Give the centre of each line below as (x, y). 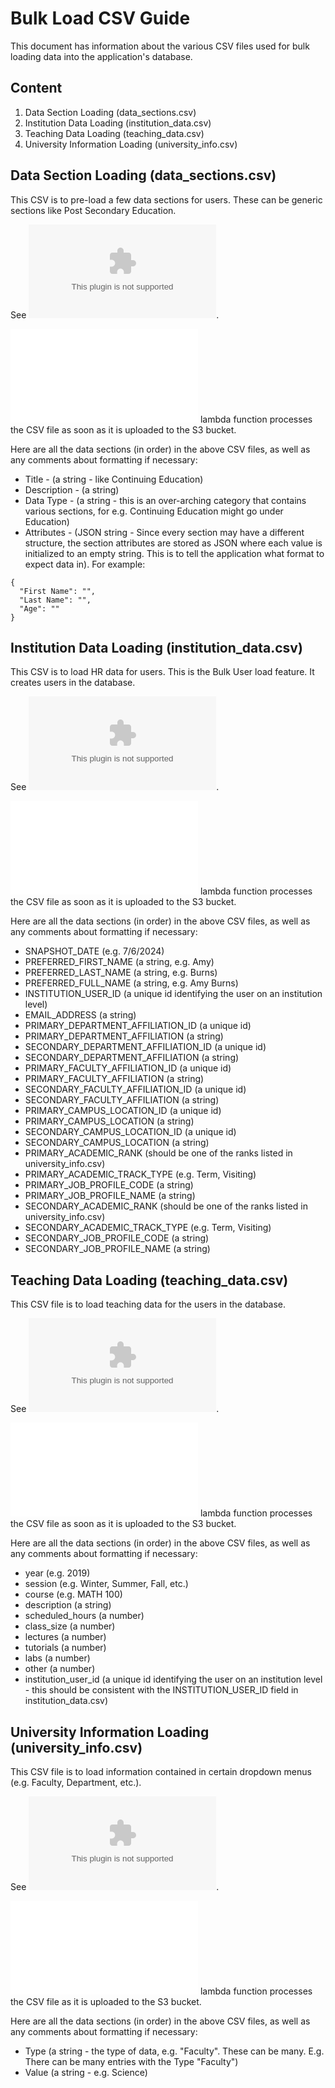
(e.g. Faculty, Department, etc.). (76, 1782)
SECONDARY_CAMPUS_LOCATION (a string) (117, 1143)
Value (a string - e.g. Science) (86, 2072)
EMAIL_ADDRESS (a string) (80, 1015)
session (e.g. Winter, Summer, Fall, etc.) (106, 1584)
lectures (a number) (65, 1637)
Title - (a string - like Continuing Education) (114, 479)
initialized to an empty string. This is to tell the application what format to (174, 553)
